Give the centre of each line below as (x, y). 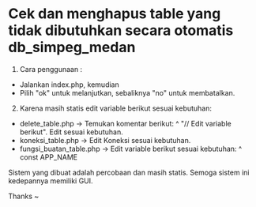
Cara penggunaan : (51, 69)
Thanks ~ (24, 196)
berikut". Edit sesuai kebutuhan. (72, 132)
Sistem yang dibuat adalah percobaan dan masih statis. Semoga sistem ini (129, 172)
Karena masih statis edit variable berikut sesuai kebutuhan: (115, 108)
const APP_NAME (49, 157)
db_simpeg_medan (72, 47)
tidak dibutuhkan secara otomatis (121, 30)
